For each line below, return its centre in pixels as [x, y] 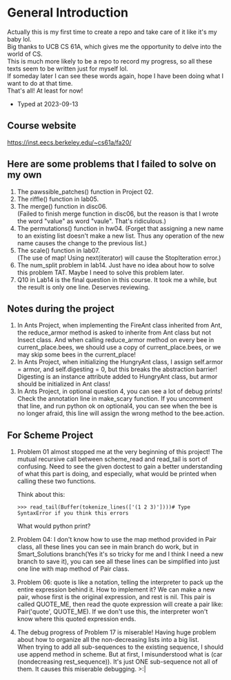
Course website [42, 126]
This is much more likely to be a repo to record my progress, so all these [110, 61]
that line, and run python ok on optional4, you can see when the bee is [117, 406]
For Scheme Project [50, 435]
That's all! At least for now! [45, 91]
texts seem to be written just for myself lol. [68, 68]
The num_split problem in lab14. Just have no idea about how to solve [116, 265]
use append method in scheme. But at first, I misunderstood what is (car [120, 654]
